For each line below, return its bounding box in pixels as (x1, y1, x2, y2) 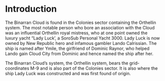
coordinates (5, 65, 30, 71)
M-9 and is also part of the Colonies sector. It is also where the (30, 65, 158, 71)
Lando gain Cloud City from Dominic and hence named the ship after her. (5, 50, 154, 57)
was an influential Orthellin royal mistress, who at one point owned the (5, 30, 148, 36)
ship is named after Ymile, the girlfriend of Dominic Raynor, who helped (5, 45, 150, 51)
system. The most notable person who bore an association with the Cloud (5, 24, 155, 30)
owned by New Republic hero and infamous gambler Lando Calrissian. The (5, 40, 157, 46)
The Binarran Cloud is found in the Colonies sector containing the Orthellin (5, 20, 157, 25)
